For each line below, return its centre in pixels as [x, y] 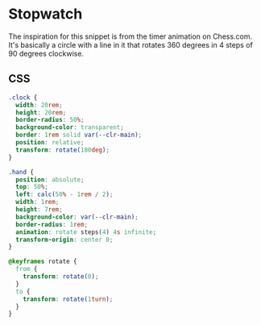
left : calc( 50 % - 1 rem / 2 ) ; [64, 194]
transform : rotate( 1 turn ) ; [68, 299]
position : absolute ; [50, 179]
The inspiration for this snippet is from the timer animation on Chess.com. [130, 36]
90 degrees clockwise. [46, 53]
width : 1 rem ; [37, 202]
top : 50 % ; [32, 187]
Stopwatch [46, 14]
